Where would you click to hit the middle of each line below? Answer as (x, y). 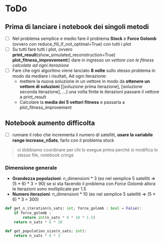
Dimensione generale (31, 168)
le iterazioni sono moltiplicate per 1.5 (49, 189)
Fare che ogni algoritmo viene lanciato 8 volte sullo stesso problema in (84, 71)
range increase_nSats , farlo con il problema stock (63, 140)
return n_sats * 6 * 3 (37, 236)
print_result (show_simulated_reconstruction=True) (64, 55)
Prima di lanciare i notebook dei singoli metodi (77, 27)
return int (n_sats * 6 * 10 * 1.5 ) (59, 218)
